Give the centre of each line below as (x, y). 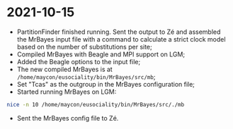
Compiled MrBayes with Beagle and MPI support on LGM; (101, 54)
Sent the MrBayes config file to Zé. (68, 118)
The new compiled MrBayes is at (64, 69)
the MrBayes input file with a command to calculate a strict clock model (121, 39)
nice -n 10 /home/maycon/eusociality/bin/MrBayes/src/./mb (96, 104)
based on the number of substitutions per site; (85, 47)
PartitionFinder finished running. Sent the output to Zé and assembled (119, 32)
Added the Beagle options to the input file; (79, 61)
